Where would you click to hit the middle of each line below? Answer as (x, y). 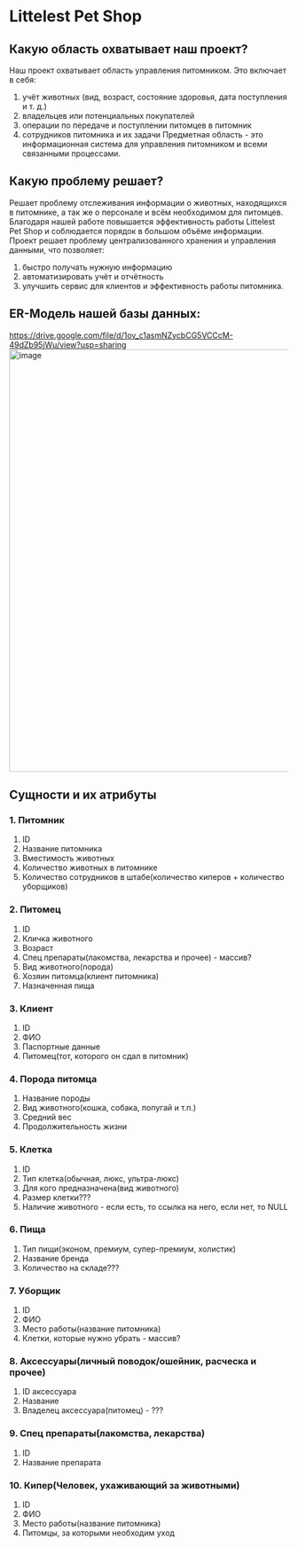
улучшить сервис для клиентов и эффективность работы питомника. (153, 286)
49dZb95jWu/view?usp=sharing (68, 344)
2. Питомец (35, 909)
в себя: (23, 80)
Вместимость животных (68, 859)
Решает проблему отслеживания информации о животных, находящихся (148, 202)
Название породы (56, 1098)
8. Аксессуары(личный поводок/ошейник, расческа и (133, 1362)
